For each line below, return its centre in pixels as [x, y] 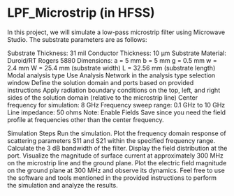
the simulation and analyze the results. [63, 185]
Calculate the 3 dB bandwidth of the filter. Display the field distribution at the [117, 148]
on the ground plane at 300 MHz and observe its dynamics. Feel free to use [116, 170]
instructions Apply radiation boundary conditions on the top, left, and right [114, 90]
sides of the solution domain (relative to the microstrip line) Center [102, 97]
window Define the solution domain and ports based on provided [101, 82]
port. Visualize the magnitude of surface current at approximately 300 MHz [115, 156]
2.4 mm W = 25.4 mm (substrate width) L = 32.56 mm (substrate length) [111, 68]
